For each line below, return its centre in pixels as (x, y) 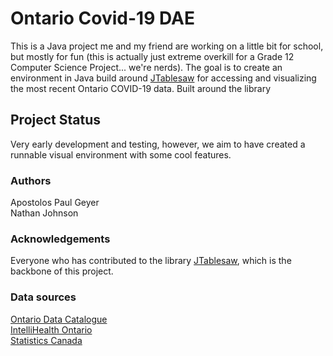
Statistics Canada (46, 340)
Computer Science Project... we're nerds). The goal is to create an (146, 67)
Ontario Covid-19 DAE (102, 18)
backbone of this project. (62, 271)
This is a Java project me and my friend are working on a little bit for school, (167, 46)
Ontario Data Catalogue (59, 319)
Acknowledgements (60, 239)
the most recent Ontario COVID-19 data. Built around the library (141, 88)
